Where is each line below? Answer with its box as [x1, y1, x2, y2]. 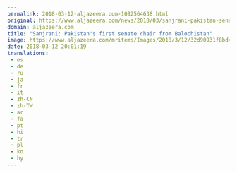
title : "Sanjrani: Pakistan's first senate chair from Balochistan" [7, 30, 213, 37]
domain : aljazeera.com [7, 23, 74, 30]
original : [7, 17, 37, 24]
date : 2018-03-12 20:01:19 [7, 43, 87, 50]
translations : [7, 50, 49, 57]
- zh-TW [10, 102, 33, 109]
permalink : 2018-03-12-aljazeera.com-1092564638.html [7, 10, 169, 18]
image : [7, 37, 27, 44]
